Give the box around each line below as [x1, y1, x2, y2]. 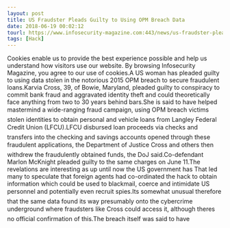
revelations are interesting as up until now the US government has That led [7, 165, 218, 173]
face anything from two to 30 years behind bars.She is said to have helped [7, 98, 218, 106]
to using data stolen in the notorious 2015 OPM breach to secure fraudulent [7, 76, 220, 84]
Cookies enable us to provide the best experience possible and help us [7, 54, 207, 62]
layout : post [7, 10, 44, 17]
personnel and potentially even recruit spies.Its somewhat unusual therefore [7, 188, 222, 196]
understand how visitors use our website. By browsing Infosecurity [7, 62, 196, 70]
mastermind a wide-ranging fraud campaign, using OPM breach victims [7, 105, 209, 114]
